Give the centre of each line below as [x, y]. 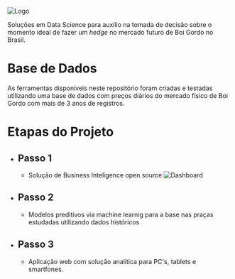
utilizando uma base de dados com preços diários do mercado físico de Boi [118, 95]
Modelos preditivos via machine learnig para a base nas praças [121, 214]
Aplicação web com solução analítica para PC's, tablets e [112, 261]
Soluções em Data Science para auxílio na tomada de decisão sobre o [110, 24]
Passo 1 [34, 158]
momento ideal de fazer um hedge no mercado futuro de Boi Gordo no [110, 32]
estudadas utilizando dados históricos [84, 222]
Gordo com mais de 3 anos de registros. [66, 103]
